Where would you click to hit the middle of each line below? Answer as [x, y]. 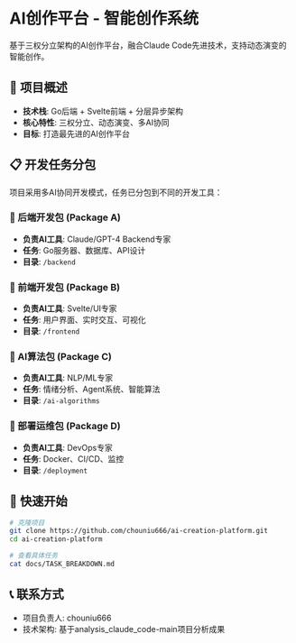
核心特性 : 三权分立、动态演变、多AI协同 [96, 122]
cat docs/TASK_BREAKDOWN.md [62, 565]
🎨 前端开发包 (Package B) [65, 287]
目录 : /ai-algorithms [61, 400]
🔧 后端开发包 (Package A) [65, 217]
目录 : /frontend [51, 331]
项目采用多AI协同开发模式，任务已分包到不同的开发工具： [116, 192]
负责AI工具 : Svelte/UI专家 [69, 308]
